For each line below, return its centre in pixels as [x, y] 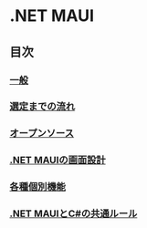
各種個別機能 [38, 187]
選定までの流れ [42, 107]
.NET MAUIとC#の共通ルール [73, 213]
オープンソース [42, 133]
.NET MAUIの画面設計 [58, 161]
